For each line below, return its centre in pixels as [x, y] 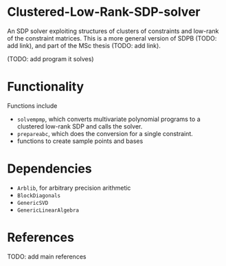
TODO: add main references [47, 256]
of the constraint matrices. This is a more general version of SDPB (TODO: [112, 38]
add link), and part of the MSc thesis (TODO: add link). [84, 45]
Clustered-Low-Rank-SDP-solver [104, 12]
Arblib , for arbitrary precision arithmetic [74, 188]
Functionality [46, 87]
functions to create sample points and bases [80, 141]
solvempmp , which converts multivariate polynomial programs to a [109, 119]
